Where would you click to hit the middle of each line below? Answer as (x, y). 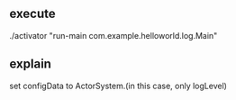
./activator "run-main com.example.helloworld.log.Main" (113, 35)
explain (31, 64)
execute (32, 14)
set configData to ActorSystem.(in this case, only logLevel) (118, 86)
